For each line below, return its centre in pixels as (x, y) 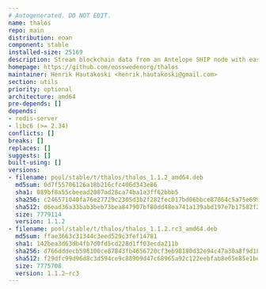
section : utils (33, 82)
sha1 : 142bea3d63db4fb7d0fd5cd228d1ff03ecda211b (97, 244)
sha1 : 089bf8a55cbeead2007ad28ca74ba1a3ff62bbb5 (97, 192)
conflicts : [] (32, 133)
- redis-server (33, 119)
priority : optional (40, 89)
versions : (25, 170)
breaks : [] (26, 141)
